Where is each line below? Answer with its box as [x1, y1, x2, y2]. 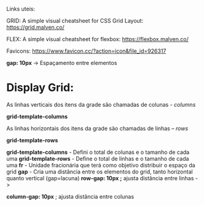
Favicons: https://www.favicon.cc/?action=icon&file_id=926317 [6, 47, 167, 55]
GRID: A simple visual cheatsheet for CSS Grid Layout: [6, 17, 144, 24]
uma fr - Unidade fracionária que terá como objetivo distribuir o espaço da [6, 161, 195, 169]
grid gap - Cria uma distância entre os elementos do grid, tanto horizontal [6, 168, 193, 175]
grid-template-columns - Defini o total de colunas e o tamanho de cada [6, 148, 190, 156]
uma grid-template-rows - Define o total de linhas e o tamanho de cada [6, 154, 189, 162]
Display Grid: [6, 81, 74, 94]
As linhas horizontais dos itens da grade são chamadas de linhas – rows [6, 124, 189, 132]
